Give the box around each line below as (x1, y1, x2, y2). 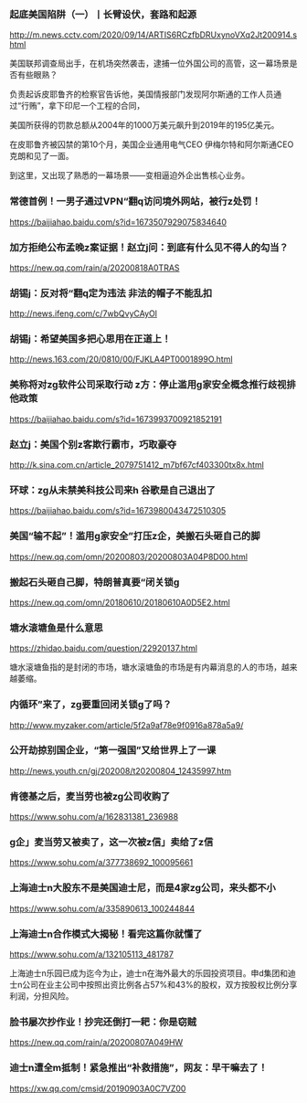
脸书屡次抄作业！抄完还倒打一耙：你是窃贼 (9, 1015, 197, 1028)
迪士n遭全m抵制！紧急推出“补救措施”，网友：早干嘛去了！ (9, 1062, 268, 1075)
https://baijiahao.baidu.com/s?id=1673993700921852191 (9, 413, 222, 424)
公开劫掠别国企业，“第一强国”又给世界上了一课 (9, 744, 217, 757)
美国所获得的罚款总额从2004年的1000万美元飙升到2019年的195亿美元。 (9, 120, 280, 131)
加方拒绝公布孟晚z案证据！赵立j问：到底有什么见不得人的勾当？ (9, 240, 290, 253)
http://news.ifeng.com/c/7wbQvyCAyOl (9, 308, 158, 319)
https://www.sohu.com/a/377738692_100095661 (9, 857, 194, 868)
